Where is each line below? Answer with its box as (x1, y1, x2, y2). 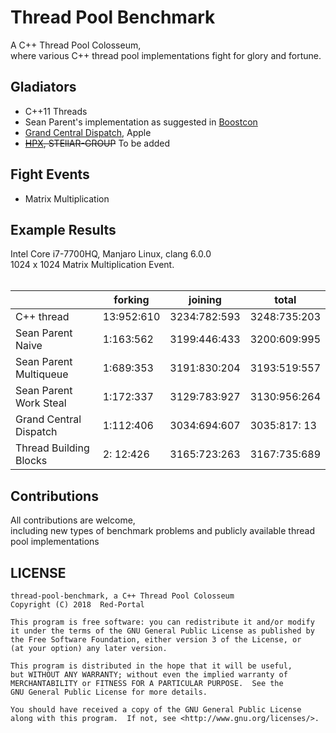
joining (188, 293, 222, 307)
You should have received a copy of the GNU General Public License (10, 705, 302, 715)
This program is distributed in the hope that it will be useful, (10, 661, 293, 671)
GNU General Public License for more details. (10, 687, 208, 697)
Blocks (15, 454, 48, 468)
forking (113, 293, 150, 307)
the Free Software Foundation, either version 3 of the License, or (10, 635, 302, 645)
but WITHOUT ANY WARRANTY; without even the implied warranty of (10, 670, 288, 680)
